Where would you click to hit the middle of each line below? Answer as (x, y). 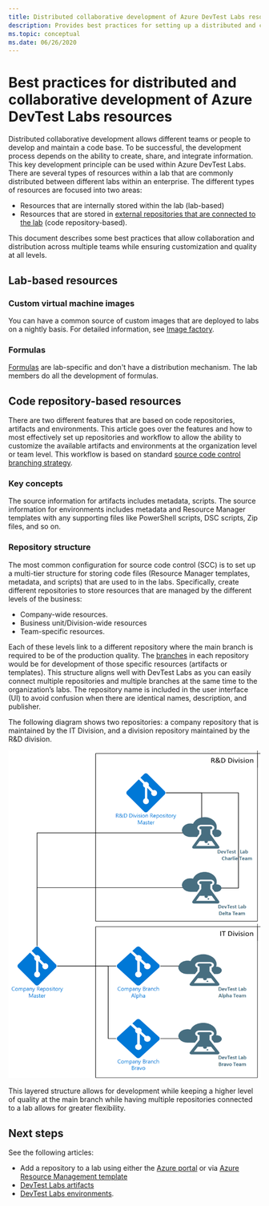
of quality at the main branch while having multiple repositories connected (131, 1099)
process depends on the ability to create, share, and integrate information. (131, 156)
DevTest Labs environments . (67, 1194)
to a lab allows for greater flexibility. (67, 1108)
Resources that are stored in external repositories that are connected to (138, 214)
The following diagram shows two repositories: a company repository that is (133, 722)
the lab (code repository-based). (74, 223)
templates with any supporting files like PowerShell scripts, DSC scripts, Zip (133, 518)
